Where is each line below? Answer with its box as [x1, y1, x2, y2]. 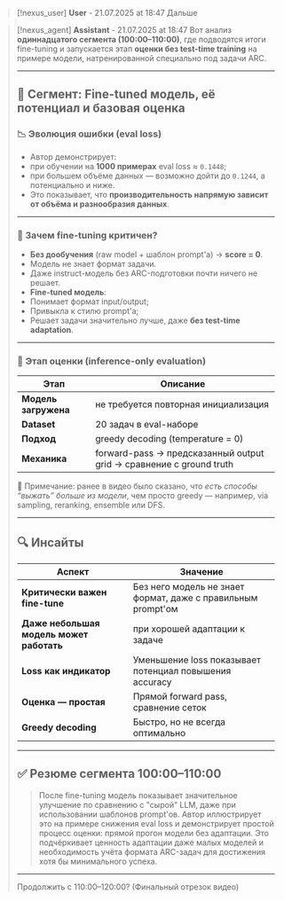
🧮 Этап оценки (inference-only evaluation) [16, 355, 206, 367]
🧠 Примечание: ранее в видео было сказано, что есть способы [16, 481, 258, 491]
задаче [132, 634, 163, 646]
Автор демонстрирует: [29, 151, 117, 162]
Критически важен [20, 586, 107, 599]
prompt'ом [132, 603, 178, 615]
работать [20, 639, 63, 652]
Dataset [20, 419, 56, 431]
